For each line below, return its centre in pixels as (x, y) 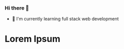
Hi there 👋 (17, 8)
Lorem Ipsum (33, 39)
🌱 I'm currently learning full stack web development (65, 19)
